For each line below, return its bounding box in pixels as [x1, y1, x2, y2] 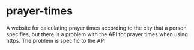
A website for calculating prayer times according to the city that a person [6, 24, 187, 31]
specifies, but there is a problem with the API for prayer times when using [6, 30, 188, 37]
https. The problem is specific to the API [6, 37, 106, 44]
